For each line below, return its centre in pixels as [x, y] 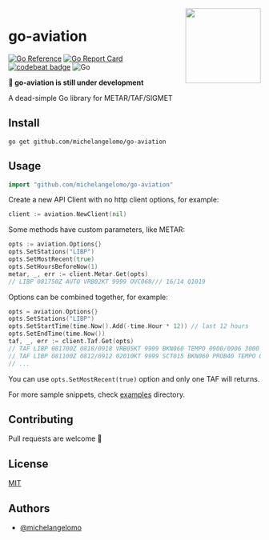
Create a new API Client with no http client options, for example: [114, 200]
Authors [29, 508]
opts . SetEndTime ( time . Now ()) [57, 334]
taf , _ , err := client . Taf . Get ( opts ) [71, 342]
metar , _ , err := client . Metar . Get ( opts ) [78, 274]
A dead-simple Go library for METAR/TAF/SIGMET [91, 98]
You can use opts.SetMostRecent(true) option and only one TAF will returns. [134, 378]
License [28, 464]
